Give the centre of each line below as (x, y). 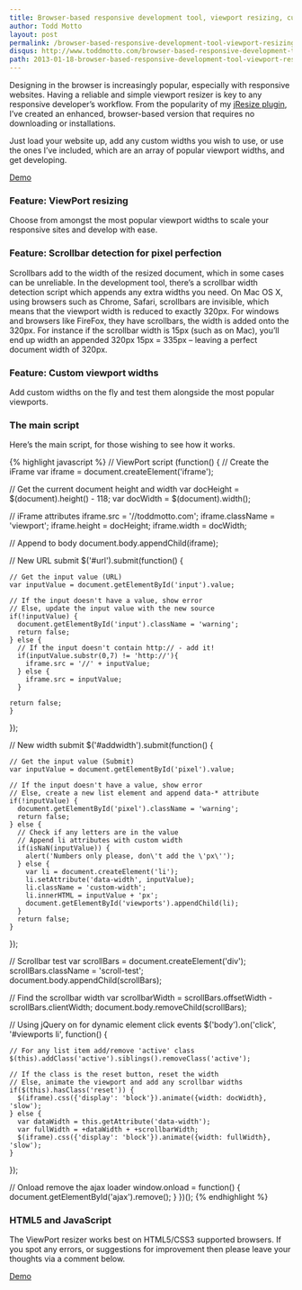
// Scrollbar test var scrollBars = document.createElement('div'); (128, 961)
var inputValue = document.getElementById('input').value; (122, 585)
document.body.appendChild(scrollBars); (86, 980)
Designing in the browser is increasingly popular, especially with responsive (150, 85)
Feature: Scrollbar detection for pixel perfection (115, 253)
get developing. (38, 160)
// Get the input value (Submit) (72, 762)
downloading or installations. (62, 123)
